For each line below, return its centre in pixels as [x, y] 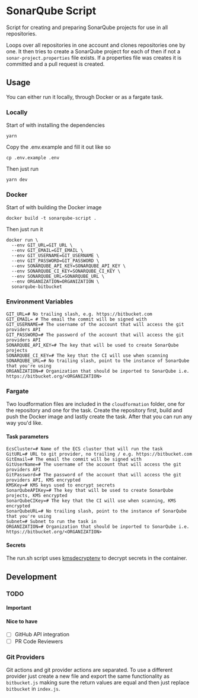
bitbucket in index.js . [33, 689]
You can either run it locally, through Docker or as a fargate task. [85, 97]
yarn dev [17, 180]
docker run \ [22, 240]
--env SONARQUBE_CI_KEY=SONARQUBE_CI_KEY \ [66, 271]
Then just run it [25, 229]
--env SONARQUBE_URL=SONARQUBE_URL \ [58, 277]
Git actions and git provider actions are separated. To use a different [90, 670]
